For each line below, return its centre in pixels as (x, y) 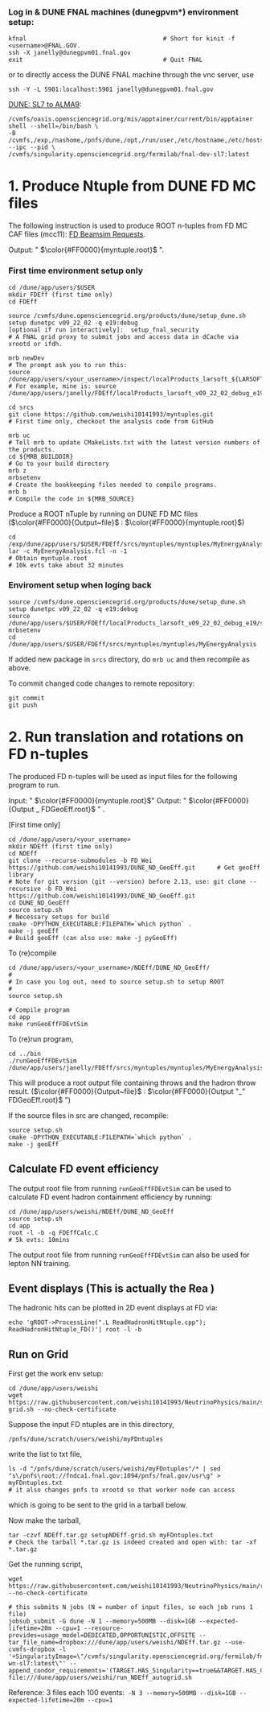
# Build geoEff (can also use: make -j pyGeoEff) (93, 938)
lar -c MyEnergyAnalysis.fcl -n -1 (68, 551)
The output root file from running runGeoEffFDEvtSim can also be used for (129, 1255)
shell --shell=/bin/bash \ (53, 126)
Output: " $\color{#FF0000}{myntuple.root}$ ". (86, 250)
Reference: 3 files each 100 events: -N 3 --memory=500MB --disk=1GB (122, 1693)
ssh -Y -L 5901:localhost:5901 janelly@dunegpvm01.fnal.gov (111, 90)
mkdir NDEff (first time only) (61, 846)
